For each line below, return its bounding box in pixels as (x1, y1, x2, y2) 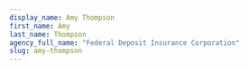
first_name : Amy (9, 22, 70, 30)
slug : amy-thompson (9, 47, 83, 56)
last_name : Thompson (9, 30, 87, 39)
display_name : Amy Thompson (9, 13, 115, 22)
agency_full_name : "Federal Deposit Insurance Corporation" (9, 38, 241, 47)
